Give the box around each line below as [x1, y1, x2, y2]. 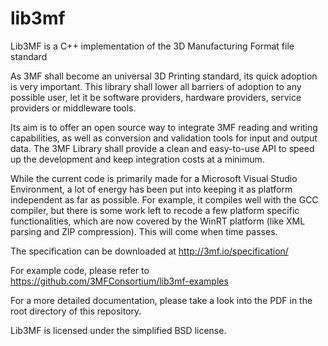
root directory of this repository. [10, 305, 142, 317]
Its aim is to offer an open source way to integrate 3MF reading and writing [10, 121, 318, 133]
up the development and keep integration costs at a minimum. [10, 153, 265, 165]
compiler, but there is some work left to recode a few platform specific [10, 204, 300, 216]
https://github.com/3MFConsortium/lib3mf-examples [10, 275, 229, 287]
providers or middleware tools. [10, 102, 137, 114]
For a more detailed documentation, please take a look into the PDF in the [10, 294, 313, 306]
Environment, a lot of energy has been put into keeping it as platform [10, 183, 293, 195]
